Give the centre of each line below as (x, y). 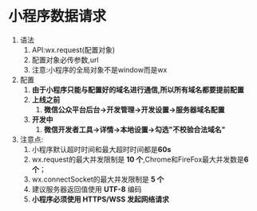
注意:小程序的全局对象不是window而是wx (99, 69)
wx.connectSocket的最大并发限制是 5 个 (98, 179)
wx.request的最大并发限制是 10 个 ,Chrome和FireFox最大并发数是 (138, 159)
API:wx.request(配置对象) (73, 49)
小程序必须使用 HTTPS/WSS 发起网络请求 (100, 199)
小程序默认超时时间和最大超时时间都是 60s (101, 149)
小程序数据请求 (57, 16)
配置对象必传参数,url (65, 60)
